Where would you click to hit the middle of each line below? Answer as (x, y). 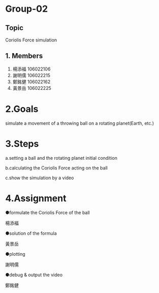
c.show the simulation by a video (40, 178)
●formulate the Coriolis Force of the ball (47, 212)
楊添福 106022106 (31, 69)
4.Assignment (36, 198)
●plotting (15, 254)
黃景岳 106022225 (32, 88)
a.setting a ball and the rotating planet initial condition (61, 158)
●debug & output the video (34, 275)
